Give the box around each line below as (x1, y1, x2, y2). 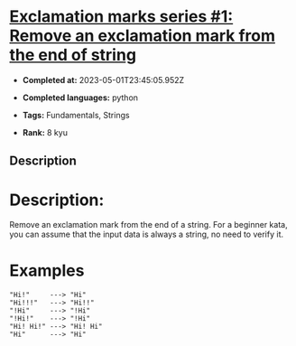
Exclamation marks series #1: (9, 6, 234, 27)
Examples (9, 260, 85, 281)
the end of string (9, 45, 137, 65)
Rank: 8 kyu (22, 126, 68, 137)
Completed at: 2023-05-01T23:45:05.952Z (22, 74, 185, 85)
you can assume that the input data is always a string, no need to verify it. (9, 229, 284, 240)
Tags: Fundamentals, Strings (22, 109, 130, 120)
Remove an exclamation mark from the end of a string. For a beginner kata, (9, 220, 288, 230)
